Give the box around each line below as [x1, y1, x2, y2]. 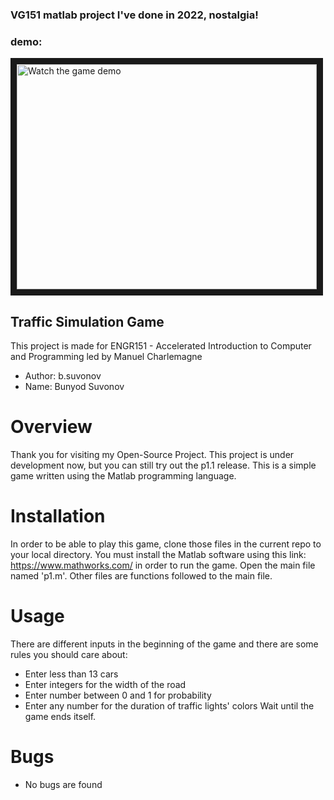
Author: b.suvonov [24, 370, 102, 382]
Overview [10, 416, 93, 438]
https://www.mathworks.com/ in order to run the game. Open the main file [10, 559, 316, 571]
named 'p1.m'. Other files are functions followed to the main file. [10, 569, 273, 582]
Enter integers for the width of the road [24, 678, 187, 690]
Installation [10, 505, 106, 528]
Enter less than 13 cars [24, 668, 119, 680]
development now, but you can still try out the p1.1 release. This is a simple [10, 459, 317, 471]
